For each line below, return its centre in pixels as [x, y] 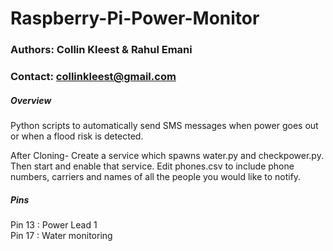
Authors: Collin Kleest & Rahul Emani [101, 50]
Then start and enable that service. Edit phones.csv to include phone [152, 166]
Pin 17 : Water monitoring [61, 235]
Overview [31, 100]
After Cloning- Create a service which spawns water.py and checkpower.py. [167, 155]
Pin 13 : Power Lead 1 [54, 224]
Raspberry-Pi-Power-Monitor [135, 18]
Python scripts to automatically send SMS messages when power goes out [164, 125]
